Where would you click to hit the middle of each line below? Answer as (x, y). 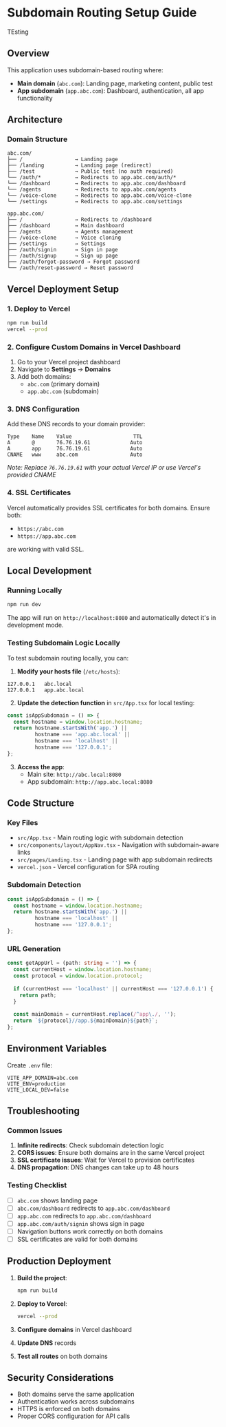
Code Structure (41, 803)
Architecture (35, 119)
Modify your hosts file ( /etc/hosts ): (68, 671)
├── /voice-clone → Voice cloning (64, 238)
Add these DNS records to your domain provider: (76, 424)
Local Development (49, 571)
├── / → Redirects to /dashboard (80, 220)
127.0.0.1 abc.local (39, 684)
